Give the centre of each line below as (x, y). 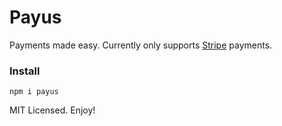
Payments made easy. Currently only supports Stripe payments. (141, 45)
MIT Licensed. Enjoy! (52, 110)
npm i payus (34, 92)
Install (25, 71)
